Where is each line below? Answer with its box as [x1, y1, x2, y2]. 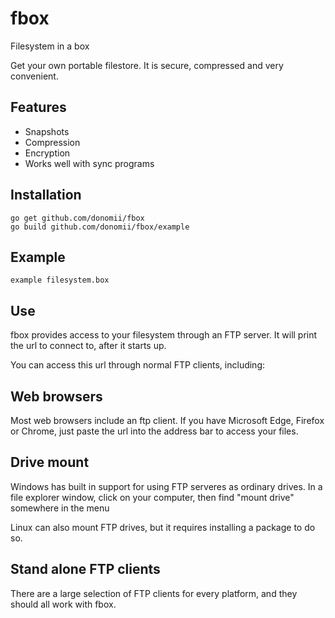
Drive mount [10, 454, 90, 471]
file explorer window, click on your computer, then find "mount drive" [10, 491, 295, 503]
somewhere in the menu [10, 502, 110, 514]
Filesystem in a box [10, 40, 90, 52]
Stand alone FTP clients [10, 561, 161, 578]
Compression [24, 136, 81, 148]
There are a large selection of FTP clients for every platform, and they [10, 587, 298, 599]
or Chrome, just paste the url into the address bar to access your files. [10, 425, 299, 437]
